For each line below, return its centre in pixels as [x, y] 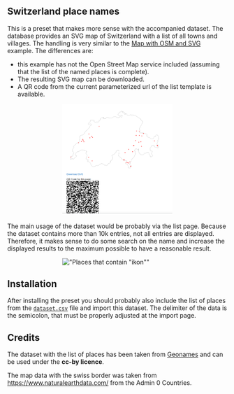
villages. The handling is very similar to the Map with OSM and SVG [104, 43]
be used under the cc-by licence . [56, 362]
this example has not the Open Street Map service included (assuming [118, 64]
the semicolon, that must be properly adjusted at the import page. [102, 316]
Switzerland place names [64, 12]
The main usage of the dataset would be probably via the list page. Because [117, 226]
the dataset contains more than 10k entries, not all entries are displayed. [111, 233]
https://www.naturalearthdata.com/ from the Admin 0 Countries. [100, 383]
